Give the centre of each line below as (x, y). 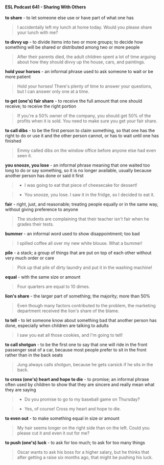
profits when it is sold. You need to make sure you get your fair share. (87, 121)
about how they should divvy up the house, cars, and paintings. (81, 62)
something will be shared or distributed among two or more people (72, 47)
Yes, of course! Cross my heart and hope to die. (73, 409)
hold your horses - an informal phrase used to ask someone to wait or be (79, 72)
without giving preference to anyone (42, 209)
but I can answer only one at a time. (53, 91)
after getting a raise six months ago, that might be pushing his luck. (85, 458)
